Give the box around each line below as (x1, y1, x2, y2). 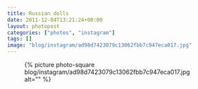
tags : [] (7, 36, 32, 42)
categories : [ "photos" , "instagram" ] (7, 29, 115, 36)
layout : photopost (7, 23, 60, 29)
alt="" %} (24, 75, 52, 83)
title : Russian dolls (7, 10, 69, 17)
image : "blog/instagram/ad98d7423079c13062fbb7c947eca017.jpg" (7, 42, 192, 49)
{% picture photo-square (24, 61, 95, 68)
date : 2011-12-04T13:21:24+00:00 (7, 16, 103, 23)
